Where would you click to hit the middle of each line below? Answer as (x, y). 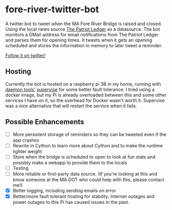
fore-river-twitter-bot (52, 9)
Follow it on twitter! (26, 55)
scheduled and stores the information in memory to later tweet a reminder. (84, 45)
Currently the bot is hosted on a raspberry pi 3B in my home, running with (83, 84)
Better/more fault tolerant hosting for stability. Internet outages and (84, 196)
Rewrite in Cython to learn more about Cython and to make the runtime (88, 145)
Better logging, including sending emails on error (64, 190)
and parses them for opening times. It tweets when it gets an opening (79, 40)
